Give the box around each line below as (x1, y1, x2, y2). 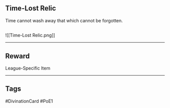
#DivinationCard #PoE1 (5, 98, 53, 104)
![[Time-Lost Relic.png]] (5, 32, 56, 39)
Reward (5, 52, 30, 60)
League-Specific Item (5, 65, 51, 71)
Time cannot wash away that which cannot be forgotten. (5, 17, 123, 23)
